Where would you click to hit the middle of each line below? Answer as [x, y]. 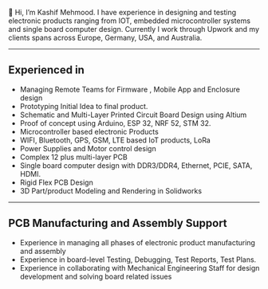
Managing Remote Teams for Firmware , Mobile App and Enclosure [130, 89]
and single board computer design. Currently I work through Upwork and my [134, 29]
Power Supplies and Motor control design [88, 148]
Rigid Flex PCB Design [56, 182]
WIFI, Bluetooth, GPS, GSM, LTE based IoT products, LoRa [115, 140]
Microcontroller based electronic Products [89, 131]
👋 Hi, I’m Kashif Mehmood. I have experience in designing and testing [122, 12]
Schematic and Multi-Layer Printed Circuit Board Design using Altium [133, 115]
